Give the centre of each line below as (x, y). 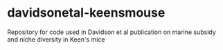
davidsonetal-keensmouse (86, 13)
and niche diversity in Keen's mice (56, 39)
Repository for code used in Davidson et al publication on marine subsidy (111, 32)
